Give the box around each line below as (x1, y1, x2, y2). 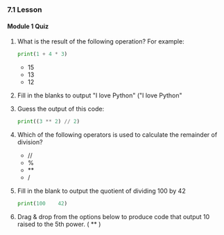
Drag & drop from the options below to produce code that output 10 (17, 212, 210, 220)
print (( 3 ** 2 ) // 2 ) (17, 118, 80, 125)
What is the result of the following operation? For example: (17, 37, 185, 46)
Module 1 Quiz (7, 22, 49, 30)
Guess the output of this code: (17, 105, 105, 113)
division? (17, 138, 43, 146)
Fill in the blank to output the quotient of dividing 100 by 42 (17, 187, 186, 195)
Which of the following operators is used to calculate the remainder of (17, 130, 218, 139)
